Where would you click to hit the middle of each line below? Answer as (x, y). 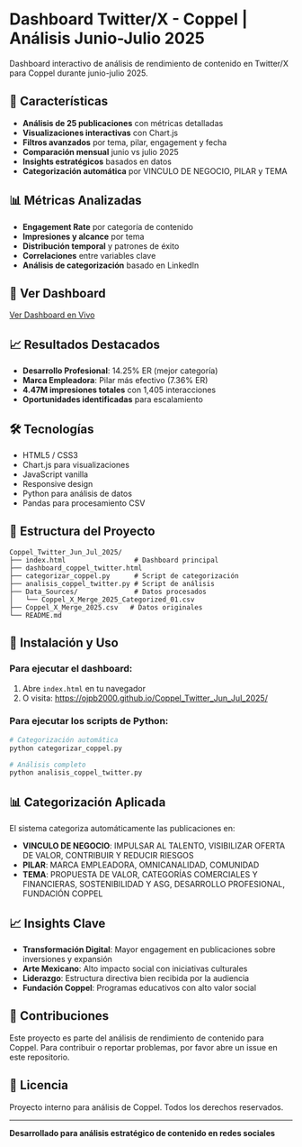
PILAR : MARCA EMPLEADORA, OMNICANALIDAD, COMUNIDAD (141, 865)
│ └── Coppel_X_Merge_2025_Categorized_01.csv (102, 600)
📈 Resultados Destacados (84, 344)
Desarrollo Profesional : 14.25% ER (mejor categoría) (120, 371)
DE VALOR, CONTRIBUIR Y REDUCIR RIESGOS (108, 856)
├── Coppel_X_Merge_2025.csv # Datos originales (106, 607)
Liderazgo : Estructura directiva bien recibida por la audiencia (136, 977)
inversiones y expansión (67, 959)
